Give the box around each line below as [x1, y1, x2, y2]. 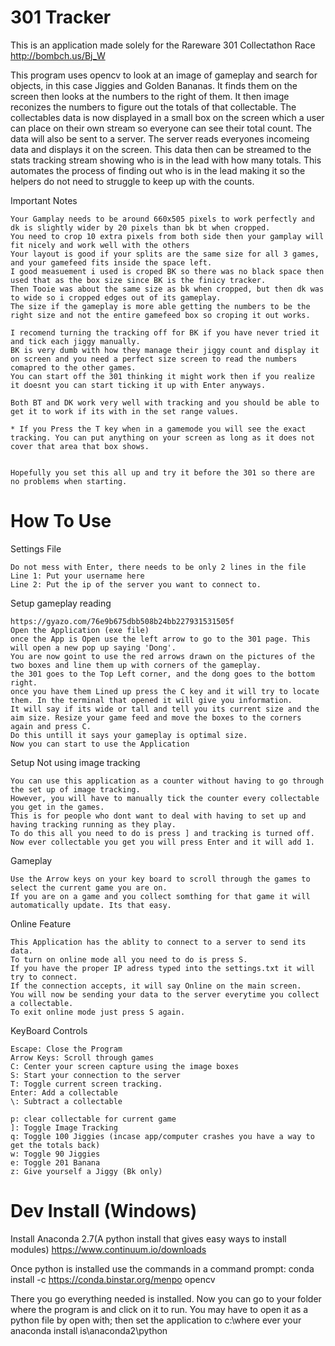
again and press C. [10, 721, 92, 731]
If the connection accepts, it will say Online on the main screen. [10, 981, 302, 991]
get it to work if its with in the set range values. [10, 406, 240, 416]
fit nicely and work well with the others [10, 240, 190, 250]
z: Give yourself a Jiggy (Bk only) [10, 1166, 163, 1176]
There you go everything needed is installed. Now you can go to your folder [10, 1292, 322, 1305]
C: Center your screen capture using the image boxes [10, 1061, 240, 1071]
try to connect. [10, 972, 78, 982]
